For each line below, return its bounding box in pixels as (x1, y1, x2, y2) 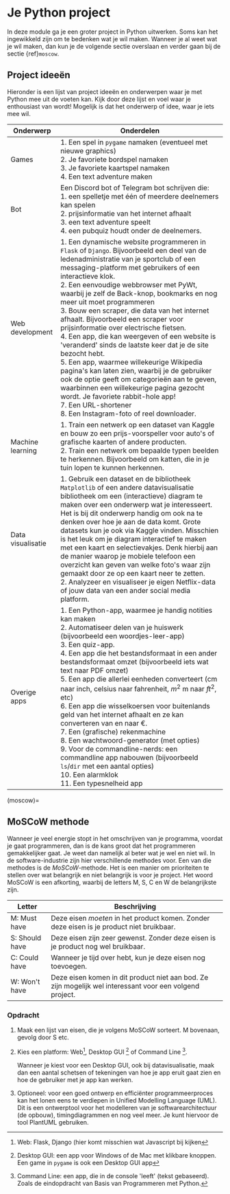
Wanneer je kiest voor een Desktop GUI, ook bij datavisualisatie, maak (16, 1061, 214, 1069)
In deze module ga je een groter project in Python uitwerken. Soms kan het (7, 27, 218, 36)
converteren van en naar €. (60, 719, 148, 728)
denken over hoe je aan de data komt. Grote (60, 517, 201, 526)
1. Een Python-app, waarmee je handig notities (60, 605, 213, 615)
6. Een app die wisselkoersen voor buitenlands (60, 701, 210, 711)
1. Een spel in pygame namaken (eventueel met (60, 137, 208, 147)
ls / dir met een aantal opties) (60, 761, 155, 771)
